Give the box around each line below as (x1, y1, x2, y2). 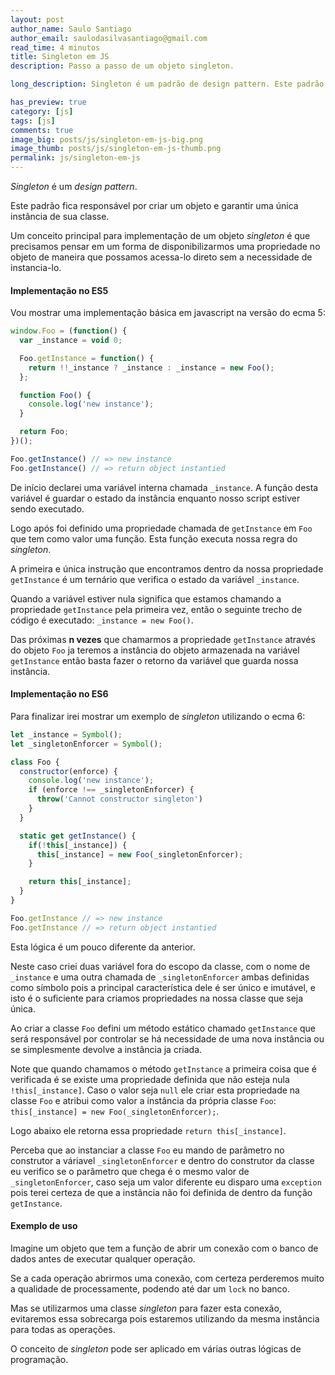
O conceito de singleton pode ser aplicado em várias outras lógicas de (10, 1342, 302, 1355)
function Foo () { (19, 390, 92, 400)
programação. (10, 1353, 69, 1365)
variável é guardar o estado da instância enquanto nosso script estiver (10, 492, 301, 504)
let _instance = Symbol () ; (10, 729, 123, 740)
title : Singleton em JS (10, 52, 110, 62)
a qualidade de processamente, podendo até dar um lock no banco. (10, 1282, 291, 1295)
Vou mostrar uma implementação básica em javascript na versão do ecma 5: (10, 307, 326, 319)
